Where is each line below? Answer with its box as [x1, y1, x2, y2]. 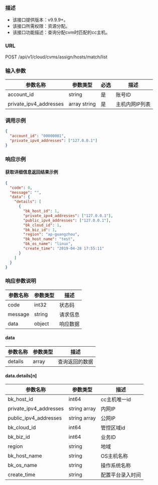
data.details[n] [5, 372, 37, 378]
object [34, 320, 49, 327]
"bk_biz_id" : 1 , [23, 227, 57, 232]
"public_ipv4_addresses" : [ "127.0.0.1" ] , [23, 218, 111, 223]
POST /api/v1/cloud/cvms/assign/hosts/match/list [5, 54, 108, 60]
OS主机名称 [100, 453, 128, 460]
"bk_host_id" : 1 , [23, 209, 59, 214]
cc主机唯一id [100, 396, 131, 403]
